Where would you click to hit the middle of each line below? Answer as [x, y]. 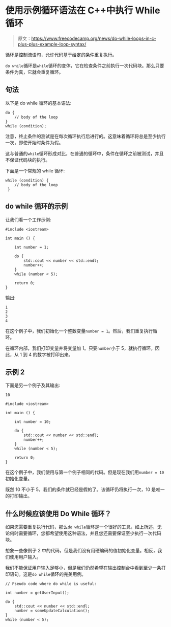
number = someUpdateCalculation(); [52, 611]
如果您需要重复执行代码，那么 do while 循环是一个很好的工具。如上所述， [81, 527]
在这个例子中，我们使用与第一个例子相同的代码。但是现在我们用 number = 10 [85, 472]
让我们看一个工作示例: [28, 219]
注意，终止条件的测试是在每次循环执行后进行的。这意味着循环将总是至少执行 [85, 136]
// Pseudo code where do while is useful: [51, 584]
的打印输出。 [19, 496]
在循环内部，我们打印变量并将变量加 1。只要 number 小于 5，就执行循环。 [80, 348]
